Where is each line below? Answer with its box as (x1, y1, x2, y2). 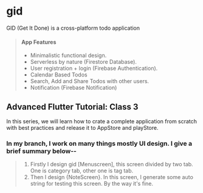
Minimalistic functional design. (30, 52, 107, 59)
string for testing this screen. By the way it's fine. (30, 180, 154, 188)
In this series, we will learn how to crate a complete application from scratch (6, 117, 198, 125)
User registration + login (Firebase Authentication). (30, 65, 158, 72)
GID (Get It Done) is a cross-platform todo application (6, 24, 140, 32)
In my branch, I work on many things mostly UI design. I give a (6, 139, 193, 147)
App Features (21, 38, 57, 46)
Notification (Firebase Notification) (30, 84, 117, 92)
